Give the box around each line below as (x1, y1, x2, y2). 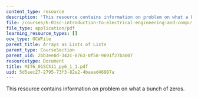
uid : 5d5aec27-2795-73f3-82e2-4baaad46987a (6, 69, 115, 75)
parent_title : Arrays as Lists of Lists (6, 42, 107, 48)
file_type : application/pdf (6, 25, 75, 31)
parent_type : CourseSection (6, 47, 75, 53)
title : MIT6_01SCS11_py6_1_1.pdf (6, 63, 88, 70)
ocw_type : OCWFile (6, 36, 51, 42)
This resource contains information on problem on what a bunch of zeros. (6, 85, 185, 92)
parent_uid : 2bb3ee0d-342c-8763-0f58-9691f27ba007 (6, 53, 133, 58)
